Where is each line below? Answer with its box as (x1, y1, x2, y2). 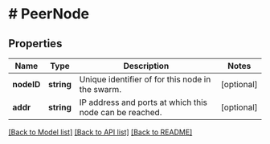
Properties (8, 37, 63, 50)
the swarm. (79, 84, 122, 94)
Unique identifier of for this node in (79, 74, 211, 85)
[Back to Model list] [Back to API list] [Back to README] (8, 127, 193, 137)
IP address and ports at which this (79, 97, 207, 108)
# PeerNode (8, 5, 90, 23)
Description (123, 61, 170, 71)
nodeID (12, 79, 41, 90)
